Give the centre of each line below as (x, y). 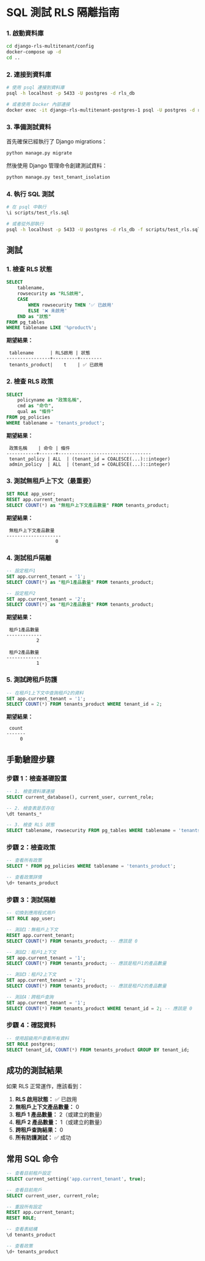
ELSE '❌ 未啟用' (48, 311)
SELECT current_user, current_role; (53, 1195)
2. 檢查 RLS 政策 (30, 382)
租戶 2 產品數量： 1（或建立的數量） (60, 1123)
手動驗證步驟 (31, 759)
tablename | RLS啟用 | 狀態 (49, 353)
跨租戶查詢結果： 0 (39, 1130)
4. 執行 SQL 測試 (31, 194)
